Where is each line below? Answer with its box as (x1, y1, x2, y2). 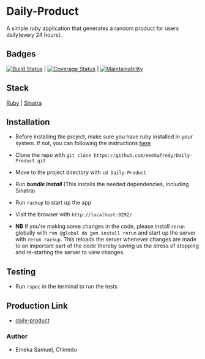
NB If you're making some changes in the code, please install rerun (15, 222, 185, 230)
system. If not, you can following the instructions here (15, 140, 151, 147)
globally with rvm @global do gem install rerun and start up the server (15, 229, 196, 236)
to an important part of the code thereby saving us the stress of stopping (15, 242, 199, 249)
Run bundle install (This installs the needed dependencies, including (15, 181, 189, 188)
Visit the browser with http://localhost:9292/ (15, 211, 133, 218)
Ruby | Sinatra (6, 99, 42, 107)
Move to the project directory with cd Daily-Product (15, 168, 147, 176)
